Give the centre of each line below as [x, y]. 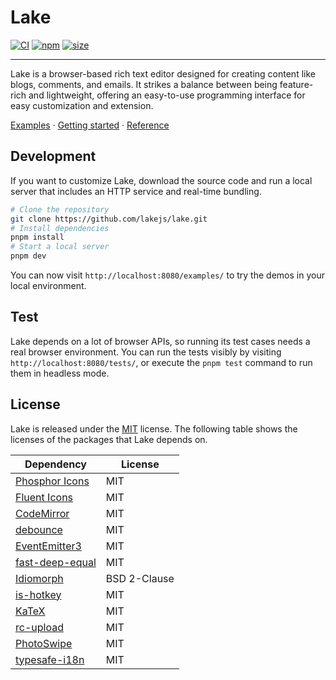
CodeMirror [42, 513]
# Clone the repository [60, 209]
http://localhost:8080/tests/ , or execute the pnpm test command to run [161, 362]
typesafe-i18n [50, 659]
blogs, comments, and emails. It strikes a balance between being [144, 84]
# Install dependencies [60, 228]
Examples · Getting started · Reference [90, 125]
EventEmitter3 [48, 546]
